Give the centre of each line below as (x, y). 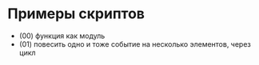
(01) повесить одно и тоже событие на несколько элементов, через (135, 44)
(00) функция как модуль (62, 36)
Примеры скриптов (76, 14)
